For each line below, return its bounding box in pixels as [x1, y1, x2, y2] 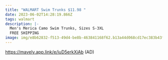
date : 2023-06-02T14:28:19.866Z [5, 12, 72, 17]
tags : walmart [5, 16, 35, 21]
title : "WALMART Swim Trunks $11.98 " [5, 7, 86, 12]
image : [5, 35, 19, 40]
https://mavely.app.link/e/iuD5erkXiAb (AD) [5, 48, 94, 55]
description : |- [5, 21, 39, 26]
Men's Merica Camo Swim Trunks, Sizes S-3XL [9, 26, 104, 31]
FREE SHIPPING [9, 30, 39, 35]
